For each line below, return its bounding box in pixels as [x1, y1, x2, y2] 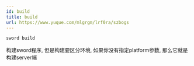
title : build [6, 14, 38, 20]
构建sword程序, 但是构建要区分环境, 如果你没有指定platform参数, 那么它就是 [6, 47, 188, 54]
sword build [6, 36, 35, 41]
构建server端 [6, 54, 37, 61]
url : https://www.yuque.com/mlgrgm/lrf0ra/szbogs [6, 19, 130, 25]
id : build [6, 8, 30, 15]
